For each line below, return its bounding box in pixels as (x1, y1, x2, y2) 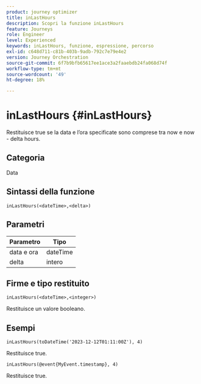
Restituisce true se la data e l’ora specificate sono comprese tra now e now (6, 129, 195, 136)
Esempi (6, 322, 35, 333)
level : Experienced (6, 37, 56, 43)
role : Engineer (6, 32, 45, 38)
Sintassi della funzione (6, 187, 95, 197)
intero (46, 257, 63, 266)
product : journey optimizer (6, 9, 78, 15)
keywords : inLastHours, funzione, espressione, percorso (6, 43, 154, 49)
